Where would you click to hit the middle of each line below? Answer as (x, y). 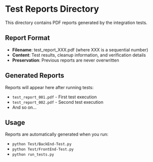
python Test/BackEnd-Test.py (42, 144)
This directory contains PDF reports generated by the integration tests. (76, 23)
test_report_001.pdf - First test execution (54, 97)
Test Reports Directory (52, 9)
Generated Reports (35, 76)
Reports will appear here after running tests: (49, 87)
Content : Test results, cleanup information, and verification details (79, 55)
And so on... (24, 107)
